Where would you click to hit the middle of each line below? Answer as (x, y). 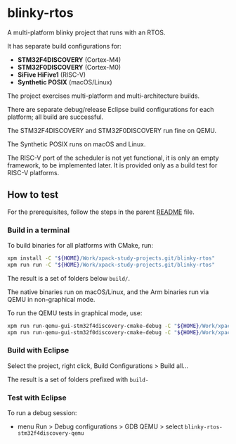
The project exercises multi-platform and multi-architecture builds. (104, 96)
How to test (33, 195)
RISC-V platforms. (33, 172)
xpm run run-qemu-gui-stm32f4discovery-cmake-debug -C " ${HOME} (103, 326)
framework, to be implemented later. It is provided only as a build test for (112, 165)
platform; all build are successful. (55, 117)
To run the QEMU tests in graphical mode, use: (75, 313)
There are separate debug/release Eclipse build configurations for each (111, 109)
